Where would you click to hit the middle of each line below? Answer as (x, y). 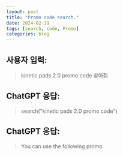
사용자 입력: (27, 60)
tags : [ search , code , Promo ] (43, 28)
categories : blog (28, 34)
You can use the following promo (62, 146)
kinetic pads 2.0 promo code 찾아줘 (64, 75)
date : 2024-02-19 (28, 23)
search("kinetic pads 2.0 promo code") (69, 111)
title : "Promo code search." (43, 17)
